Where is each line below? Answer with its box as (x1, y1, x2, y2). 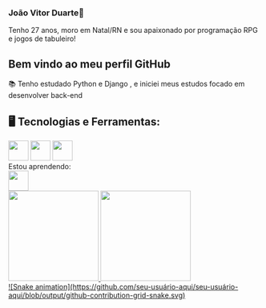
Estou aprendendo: (8, 161, 71, 171)
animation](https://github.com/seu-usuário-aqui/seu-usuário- (34, 282, 239, 291)
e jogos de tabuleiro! (8, 34, 76, 43)
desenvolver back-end (8, 91, 83, 100)
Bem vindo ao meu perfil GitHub (8, 57, 171, 71)
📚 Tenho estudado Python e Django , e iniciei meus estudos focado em (8, 79, 245, 89)
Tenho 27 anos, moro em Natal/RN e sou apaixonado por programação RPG (8, 26, 258, 35)
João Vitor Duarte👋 (8, 7, 84, 18)
